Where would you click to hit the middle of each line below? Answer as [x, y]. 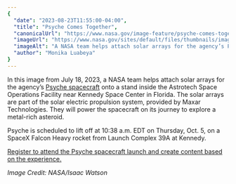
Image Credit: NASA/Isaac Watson [57, 172]
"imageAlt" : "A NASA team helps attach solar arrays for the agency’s [119, 46]
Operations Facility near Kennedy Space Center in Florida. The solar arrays [116, 94]
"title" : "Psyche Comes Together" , [66, 27]
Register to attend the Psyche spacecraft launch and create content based [115, 151]
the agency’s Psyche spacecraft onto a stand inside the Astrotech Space [112, 87]
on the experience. [34, 159]
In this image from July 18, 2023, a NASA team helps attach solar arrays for [116, 79]
